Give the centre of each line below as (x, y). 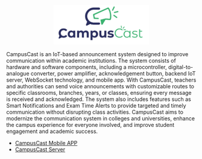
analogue (18, 73)
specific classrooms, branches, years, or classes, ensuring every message (99, 92)
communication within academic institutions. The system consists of (91, 60)
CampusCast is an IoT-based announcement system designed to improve (97, 54)
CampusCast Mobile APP (46, 143)
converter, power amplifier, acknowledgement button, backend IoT (113, 73)
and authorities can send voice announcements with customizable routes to (100, 86)
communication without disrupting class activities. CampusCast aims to (95, 112)
